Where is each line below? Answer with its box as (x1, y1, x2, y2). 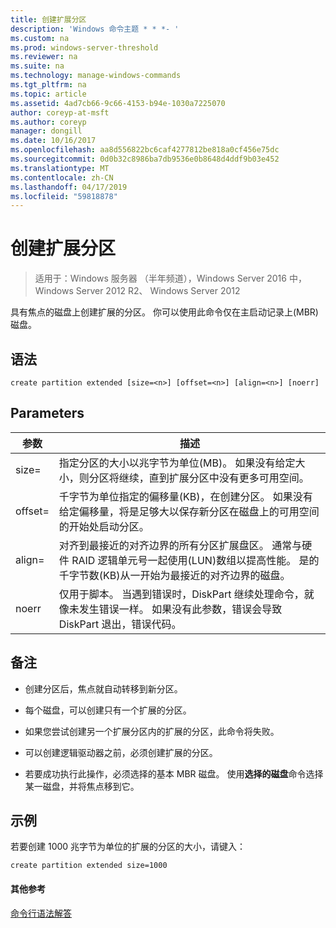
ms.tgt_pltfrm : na (10, 80, 87, 90)
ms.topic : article (10, 89, 87, 99)
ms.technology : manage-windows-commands (10, 71, 182, 81)
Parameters (10, 405, 85, 422)
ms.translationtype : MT (10, 163, 110, 173)
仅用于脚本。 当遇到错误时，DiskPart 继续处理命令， (58, 587, 305, 601)
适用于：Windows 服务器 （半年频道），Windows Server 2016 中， (34, 272, 307, 285)
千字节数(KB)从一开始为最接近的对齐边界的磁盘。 (58, 568, 291, 582)
